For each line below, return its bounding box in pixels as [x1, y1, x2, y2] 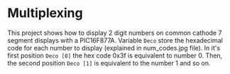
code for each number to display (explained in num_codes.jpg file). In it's [7, 43, 221, 52]
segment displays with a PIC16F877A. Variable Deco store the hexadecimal [7, 36, 224, 44]
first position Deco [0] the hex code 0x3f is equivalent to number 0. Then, [7, 51, 223, 60]
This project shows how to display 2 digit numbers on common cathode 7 [7, 28, 222, 37]
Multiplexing [7, 5, 83, 21]
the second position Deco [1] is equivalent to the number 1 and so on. [7, 58, 211, 67]
